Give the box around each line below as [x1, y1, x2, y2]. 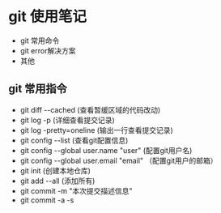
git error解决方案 [19, 45, 76, 55]
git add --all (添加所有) [19, 176, 96, 185]
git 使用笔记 [8, 7, 87, 26]
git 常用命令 [19, 36, 60, 45]
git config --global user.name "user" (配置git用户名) [19, 145, 193, 155]
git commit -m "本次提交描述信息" [19, 185, 133, 195]
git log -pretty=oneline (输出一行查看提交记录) [19, 125, 174, 134]
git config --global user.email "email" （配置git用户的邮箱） [19, 155, 218, 165]
